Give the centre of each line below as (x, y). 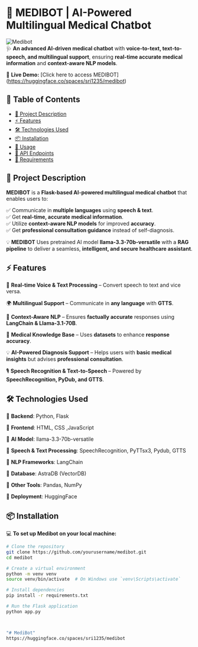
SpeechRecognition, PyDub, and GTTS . (55, 380)
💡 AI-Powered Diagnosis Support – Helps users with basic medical (89, 353)
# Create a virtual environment (46, 568)
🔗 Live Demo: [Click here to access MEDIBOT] (63, 75)
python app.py (24, 611)
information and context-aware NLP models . (62, 63)
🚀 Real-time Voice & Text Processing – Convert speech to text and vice (94, 285)
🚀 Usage (25, 147)
